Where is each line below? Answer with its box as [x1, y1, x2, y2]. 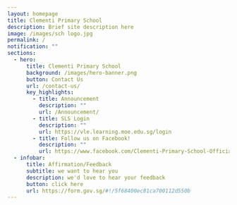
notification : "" [7, 43, 59, 50]
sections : [7, 50, 37, 57]
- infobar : [13, 154, 46, 162]
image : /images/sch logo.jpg [7, 30, 93, 37]
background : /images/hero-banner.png [25, 69, 138, 76]
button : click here [25, 180, 83, 187]
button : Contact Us [25, 75, 83, 83]
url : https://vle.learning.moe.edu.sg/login [38, 128, 172, 135]
